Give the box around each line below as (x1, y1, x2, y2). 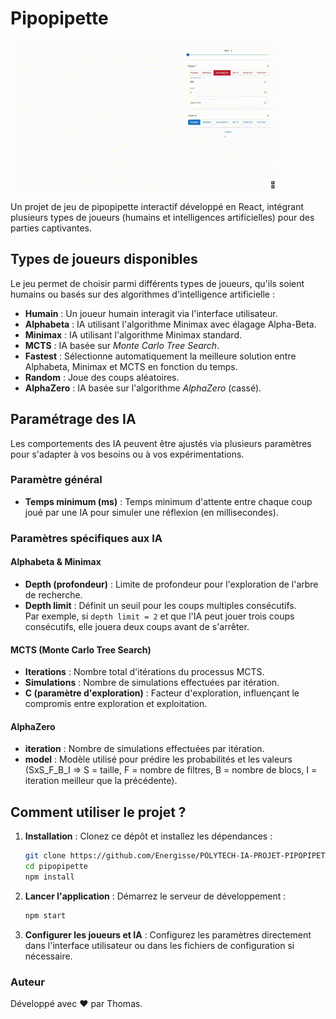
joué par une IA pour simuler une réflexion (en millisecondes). (24, 506, 279, 518)
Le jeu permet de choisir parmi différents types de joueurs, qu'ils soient (10, 277, 305, 289)
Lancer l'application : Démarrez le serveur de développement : (24, 890, 287, 902)
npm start (24, 910, 67, 921)
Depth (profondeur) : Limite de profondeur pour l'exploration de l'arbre (24, 578, 319, 590)
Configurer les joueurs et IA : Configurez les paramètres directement (24, 928, 312, 941)
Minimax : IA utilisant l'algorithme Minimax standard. (24, 328, 242, 341)
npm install (24, 872, 75, 882)
